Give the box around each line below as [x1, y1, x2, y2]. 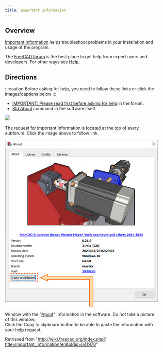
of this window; [5, 317, 36, 322]
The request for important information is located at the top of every [5, 125, 139, 131]
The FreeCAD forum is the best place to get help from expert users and [5, 54, 147, 60]
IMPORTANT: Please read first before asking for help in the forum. [12, 101, 144, 106]
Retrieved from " [5, 336, 38, 342]
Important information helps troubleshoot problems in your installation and [5, 39, 154, 45]
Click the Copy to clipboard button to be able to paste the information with [5, 322, 153, 328]
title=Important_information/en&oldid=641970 [5, 341, 96, 347]
